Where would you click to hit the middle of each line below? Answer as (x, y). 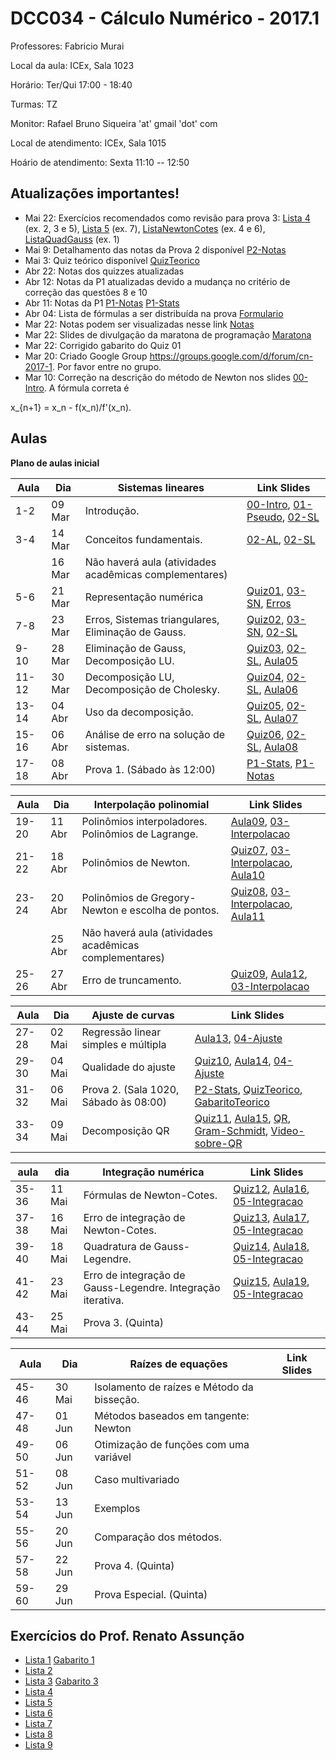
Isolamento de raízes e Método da (174, 1387)
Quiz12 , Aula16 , (271, 1189)
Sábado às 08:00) (124, 1102)
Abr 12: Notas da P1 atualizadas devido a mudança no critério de (157, 281)
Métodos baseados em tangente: (172, 1415)
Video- (287, 1130)
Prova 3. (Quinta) (123, 1322)
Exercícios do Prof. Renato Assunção (127, 1635)
